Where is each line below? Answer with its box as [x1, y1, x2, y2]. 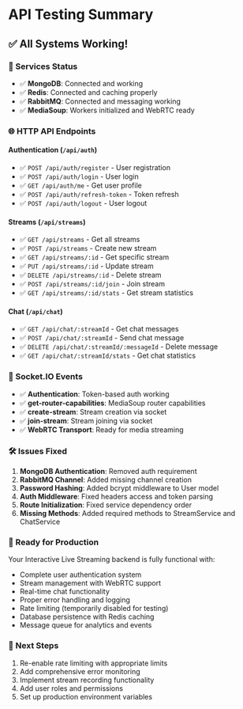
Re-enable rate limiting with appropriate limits [19, 658, 168, 668]
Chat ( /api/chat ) [8, 306, 63, 316]
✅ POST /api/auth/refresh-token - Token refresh [19, 190, 179, 199]
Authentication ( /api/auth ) [8, 145, 98, 155]
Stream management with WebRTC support [19, 578, 162, 588]
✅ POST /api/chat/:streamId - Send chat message [19, 333, 185, 343]
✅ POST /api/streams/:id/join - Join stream [19, 279, 166, 289]
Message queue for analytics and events [19, 620, 152, 630]
